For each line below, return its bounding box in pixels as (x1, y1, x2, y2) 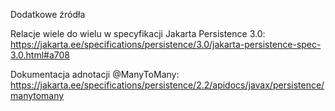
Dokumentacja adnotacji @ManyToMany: (10, 69, 180, 80)
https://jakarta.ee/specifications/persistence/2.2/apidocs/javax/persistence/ (10, 79, 325, 91)
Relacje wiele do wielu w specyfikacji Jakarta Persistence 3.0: (10, 28, 266, 39)
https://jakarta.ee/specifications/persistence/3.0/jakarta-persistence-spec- (10, 39, 322, 50)
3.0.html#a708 (10, 49, 70, 61)
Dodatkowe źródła (10, 9, 86, 20)
